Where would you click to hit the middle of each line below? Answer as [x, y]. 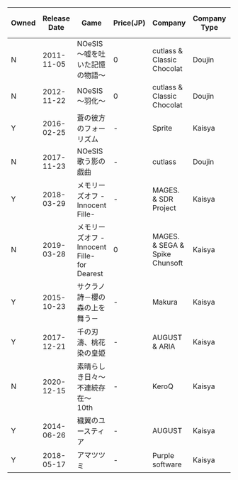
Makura [165, 302]
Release [56, 18]
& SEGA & [168, 245]
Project [164, 208]
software [167, 464]
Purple [163, 456]
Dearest [90, 274]
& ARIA [164, 346]
